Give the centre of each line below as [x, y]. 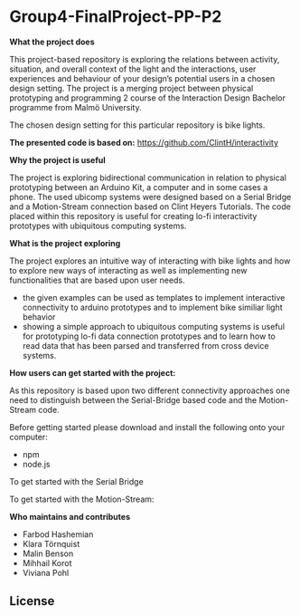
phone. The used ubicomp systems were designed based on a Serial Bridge [150, 197]
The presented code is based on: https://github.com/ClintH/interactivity [144, 142]
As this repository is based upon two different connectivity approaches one [150, 390]
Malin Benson [48, 553]
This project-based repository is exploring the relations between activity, [145, 59]
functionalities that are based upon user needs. [97, 280]
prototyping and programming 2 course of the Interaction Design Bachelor [148, 98]
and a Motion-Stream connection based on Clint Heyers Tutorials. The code [150, 207]
